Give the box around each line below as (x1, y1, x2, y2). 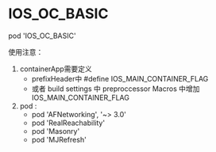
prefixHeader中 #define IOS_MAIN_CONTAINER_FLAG (31, 74, 209, 83)
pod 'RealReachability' (31, 118, 106, 127)
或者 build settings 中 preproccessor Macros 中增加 (31, 84, 200, 93)
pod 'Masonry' (31, 126, 80, 135)
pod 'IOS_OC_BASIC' (8, 31, 77, 40)
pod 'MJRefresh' (31, 135, 87, 144)
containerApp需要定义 (19, 64, 93, 74)
